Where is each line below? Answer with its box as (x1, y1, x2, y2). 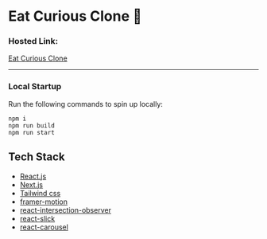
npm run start (8, 128, 56, 136)
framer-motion (19, 197, 68, 206)
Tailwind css (19, 188, 61, 198)
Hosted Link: (8, 36, 59, 47)
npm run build (8, 121, 56, 130)
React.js (19, 171, 47, 181)
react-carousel (19, 222, 69, 232)
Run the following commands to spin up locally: (8, 99, 163, 108)
